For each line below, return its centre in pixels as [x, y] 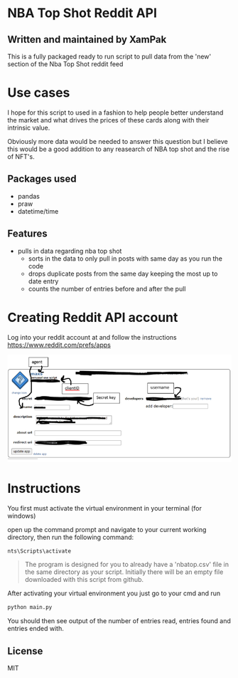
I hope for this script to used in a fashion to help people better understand [115, 113]
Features [27, 234]
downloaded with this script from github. [84, 580]
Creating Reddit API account [93, 317]
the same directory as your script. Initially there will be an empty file [124, 572]
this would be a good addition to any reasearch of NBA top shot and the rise [118, 149]
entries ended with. [36, 629]
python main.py [30, 607]
